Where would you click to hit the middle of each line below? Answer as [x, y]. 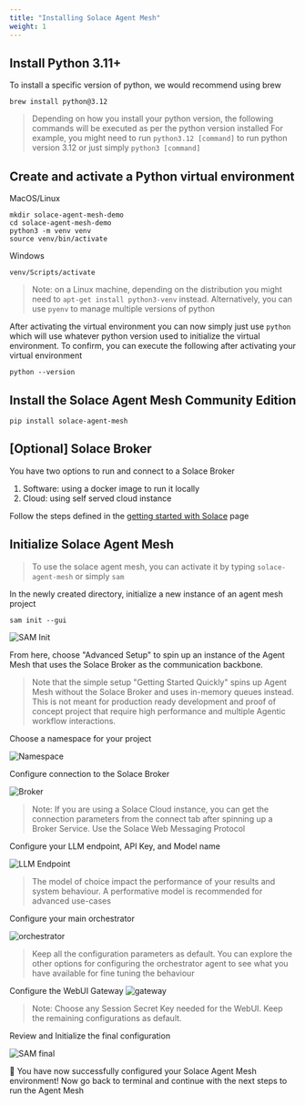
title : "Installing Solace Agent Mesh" [85, 18]
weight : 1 [28, 26]
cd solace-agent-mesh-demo [61, 223]
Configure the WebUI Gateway [66, 990]
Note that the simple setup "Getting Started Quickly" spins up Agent [159, 682]
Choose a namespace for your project [81, 738]
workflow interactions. [74, 721]
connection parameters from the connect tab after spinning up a [152, 819]
